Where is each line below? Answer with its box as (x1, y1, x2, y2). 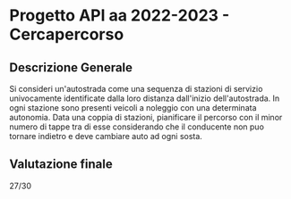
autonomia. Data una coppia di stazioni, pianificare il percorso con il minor (9, 112, 283, 122)
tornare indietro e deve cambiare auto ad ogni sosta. (9, 131, 203, 141)
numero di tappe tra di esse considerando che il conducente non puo (9, 121, 264, 132)
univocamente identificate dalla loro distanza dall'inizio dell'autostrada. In (9, 93, 280, 104)
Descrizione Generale (9, 60, 133, 75)
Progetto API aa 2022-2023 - (9, 5, 230, 26)
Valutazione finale (9, 157, 114, 172)
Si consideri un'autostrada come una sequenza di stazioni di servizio (9, 84, 263, 94)
